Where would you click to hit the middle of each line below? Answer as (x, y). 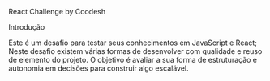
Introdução (27, 27)
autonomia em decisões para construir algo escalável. (99, 68)
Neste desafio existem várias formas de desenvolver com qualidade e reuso (135, 51)
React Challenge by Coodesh (57, 12)
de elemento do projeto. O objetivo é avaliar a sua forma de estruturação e (133, 60)
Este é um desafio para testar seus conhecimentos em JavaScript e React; (133, 43)
